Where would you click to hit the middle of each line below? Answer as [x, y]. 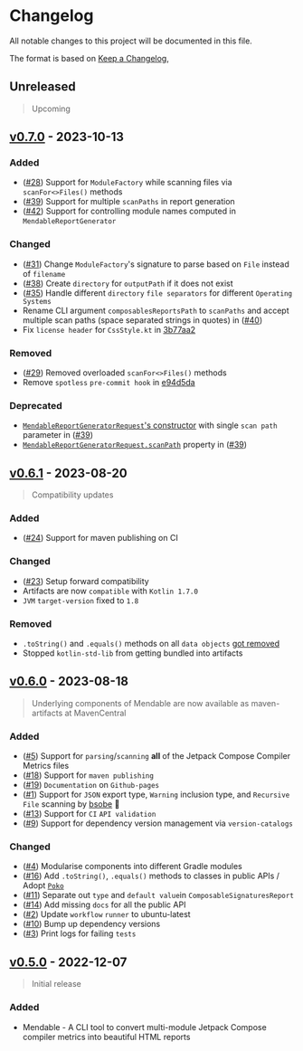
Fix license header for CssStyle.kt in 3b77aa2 [109, 329]
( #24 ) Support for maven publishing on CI [100, 538]
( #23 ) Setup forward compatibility [85, 581]
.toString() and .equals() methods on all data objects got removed [151, 644]
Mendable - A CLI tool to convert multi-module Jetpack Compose [144, 1027]
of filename [44, 273]
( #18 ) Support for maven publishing [88, 775]
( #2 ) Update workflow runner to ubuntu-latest [107, 914]
